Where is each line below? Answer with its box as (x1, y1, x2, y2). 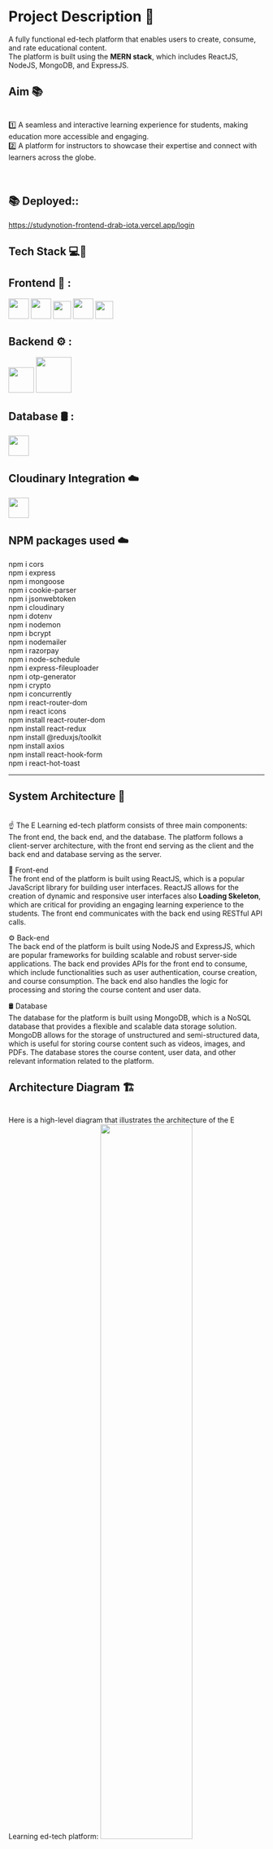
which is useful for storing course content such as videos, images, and (8, 1039, 245, 1048)
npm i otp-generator (8, 672, 76, 682)
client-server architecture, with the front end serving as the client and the (8, 841, 254, 850)
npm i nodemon (8, 620, 61, 630)
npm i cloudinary (8, 603, 65, 613)
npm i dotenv (8, 611, 53, 621)
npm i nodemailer (8, 637, 67, 647)
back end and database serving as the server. (8, 849, 162, 859)
